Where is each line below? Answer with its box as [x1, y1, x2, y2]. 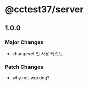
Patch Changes [5, 63, 44, 70]
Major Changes [5, 39, 44, 46]
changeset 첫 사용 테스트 [12, 50, 63, 56]
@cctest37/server [5, 4, 84, 15]
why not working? [12, 75, 50, 81]
